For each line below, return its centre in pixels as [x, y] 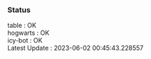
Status [19, 10]
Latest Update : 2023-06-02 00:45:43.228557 [75, 48]
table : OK [22, 26]
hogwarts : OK [28, 33]
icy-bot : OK [25, 41]
